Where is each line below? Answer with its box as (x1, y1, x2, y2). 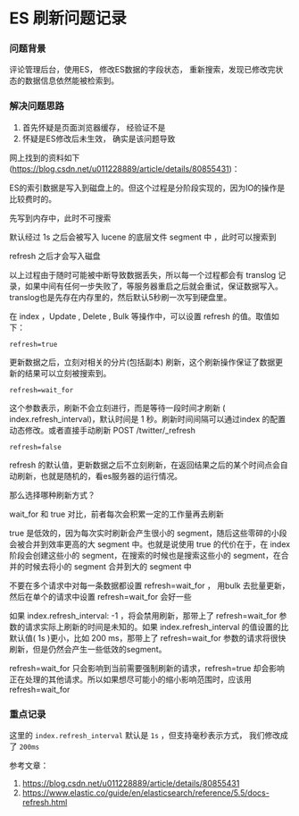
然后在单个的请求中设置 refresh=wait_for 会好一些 (9, 591, 192, 601)
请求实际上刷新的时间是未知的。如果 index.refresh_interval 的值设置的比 (24, 621, 289, 632)
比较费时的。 (9, 193, 56, 204)
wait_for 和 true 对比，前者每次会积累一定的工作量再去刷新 (9, 509, 225, 519)
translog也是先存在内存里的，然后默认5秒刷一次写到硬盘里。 (9, 291, 232, 302)
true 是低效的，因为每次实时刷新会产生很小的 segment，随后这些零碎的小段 (9, 527, 287, 538)
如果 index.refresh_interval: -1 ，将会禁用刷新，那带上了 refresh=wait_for (9, 610, 278, 621)
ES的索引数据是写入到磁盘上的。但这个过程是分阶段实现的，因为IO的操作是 (9, 182, 286, 193)
